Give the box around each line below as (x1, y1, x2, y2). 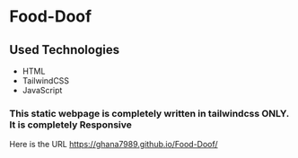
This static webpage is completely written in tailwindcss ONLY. (9, 107, 290, 119)
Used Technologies (9, 42, 119, 57)
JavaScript (22, 85, 63, 95)
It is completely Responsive (9, 118, 132, 131)
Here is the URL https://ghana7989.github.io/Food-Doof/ (9, 139, 218, 150)
